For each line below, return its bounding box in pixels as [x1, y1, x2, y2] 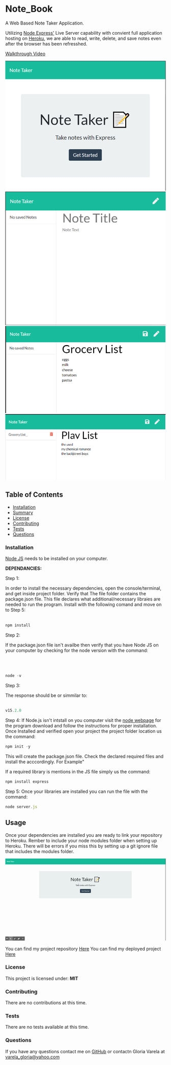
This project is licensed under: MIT [5, 975, 78, 981]
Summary [12, 509, 33, 516]
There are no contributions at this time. [5, 1000, 87, 1006]
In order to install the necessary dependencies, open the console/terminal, [5, 585, 162, 591]
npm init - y [5, 744, 31, 749]
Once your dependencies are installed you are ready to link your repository [5, 832, 163, 838]
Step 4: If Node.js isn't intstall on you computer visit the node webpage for [5, 717, 161, 723]
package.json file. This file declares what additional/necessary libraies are [5, 596, 161, 602]
